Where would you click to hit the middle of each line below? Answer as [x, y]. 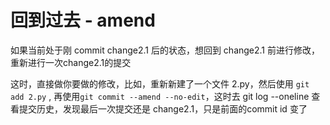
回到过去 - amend [83, 20]
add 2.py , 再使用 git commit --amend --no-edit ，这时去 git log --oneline [160, 96]
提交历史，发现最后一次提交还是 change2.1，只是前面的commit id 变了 [163, 108]
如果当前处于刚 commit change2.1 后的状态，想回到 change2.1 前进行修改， [165, 50]
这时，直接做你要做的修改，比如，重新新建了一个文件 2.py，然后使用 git [160, 83]
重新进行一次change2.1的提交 [71, 62]
